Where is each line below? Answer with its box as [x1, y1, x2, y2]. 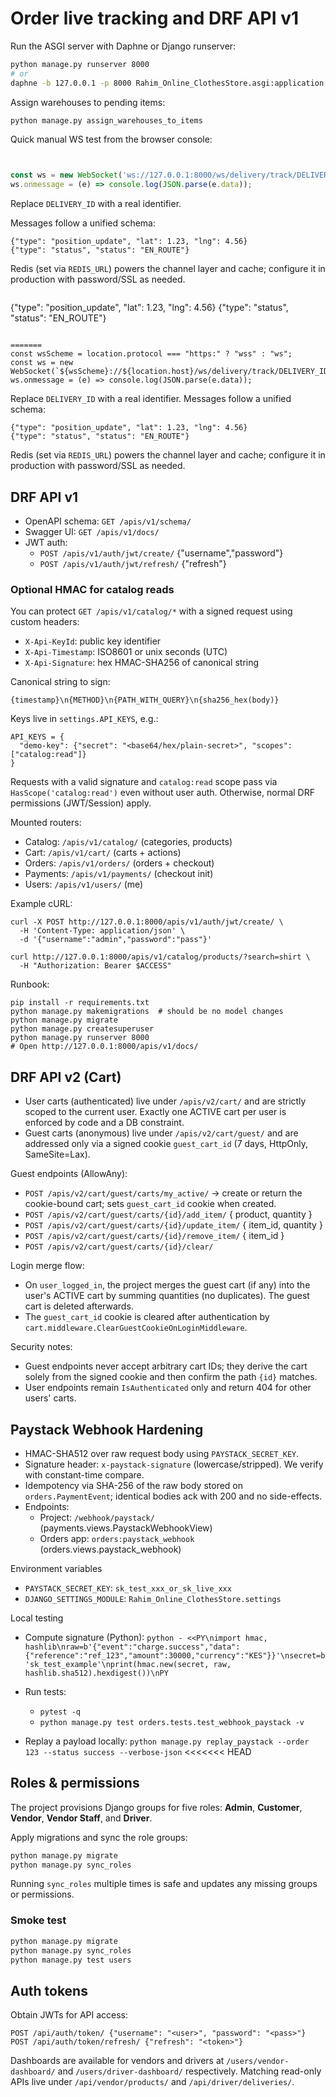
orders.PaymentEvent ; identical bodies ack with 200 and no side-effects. [24, 1490, 323, 1502]
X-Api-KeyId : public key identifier [24, 635, 162, 647]
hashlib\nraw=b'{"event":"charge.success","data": [24, 1642, 241, 1652]
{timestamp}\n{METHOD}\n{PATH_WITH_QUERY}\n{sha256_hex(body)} [10, 695, 280, 706]
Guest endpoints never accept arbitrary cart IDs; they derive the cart [24, 1360, 308, 1372]
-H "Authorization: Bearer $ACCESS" [19, 961, 172, 971]
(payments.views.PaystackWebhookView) [39, 1522, 213, 1534]
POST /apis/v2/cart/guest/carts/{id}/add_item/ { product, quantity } [24, 1208, 313, 1221]
